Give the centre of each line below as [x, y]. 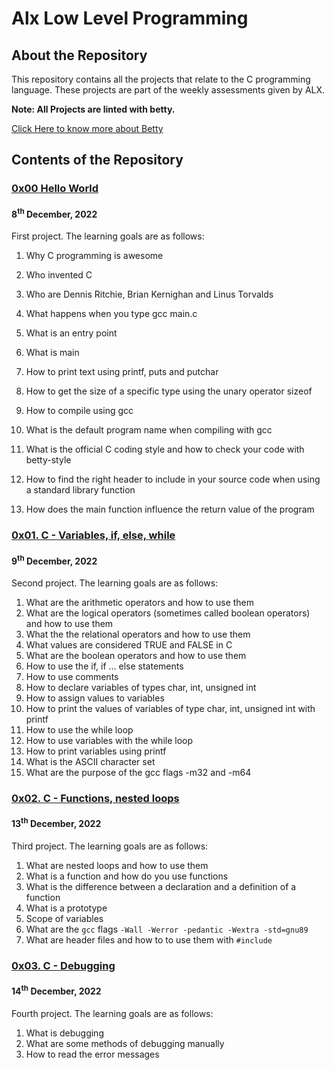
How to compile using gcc [79, 411]
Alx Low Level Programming [130, 18]
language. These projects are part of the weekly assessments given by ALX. [168, 90]
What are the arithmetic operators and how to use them [140, 602]
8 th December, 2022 [54, 213]
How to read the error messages [92, 1054]
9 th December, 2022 [54, 560]
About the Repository [79, 55]
